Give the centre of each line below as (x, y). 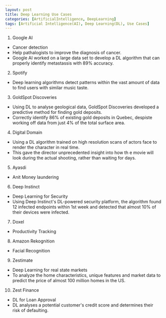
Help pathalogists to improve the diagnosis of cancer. (67, 53)
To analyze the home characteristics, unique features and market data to (86, 275)
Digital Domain (27, 133)
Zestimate (23, 260)
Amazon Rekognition (33, 241)
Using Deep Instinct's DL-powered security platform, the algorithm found (87, 202)
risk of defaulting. (30, 311)
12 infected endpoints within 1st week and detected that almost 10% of (84, 207)
